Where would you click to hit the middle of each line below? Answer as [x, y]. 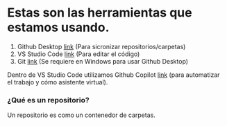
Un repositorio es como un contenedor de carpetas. [82, 115]
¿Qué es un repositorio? [48, 100]
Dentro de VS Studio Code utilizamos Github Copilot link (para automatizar [113, 75]
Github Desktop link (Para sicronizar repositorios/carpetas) [101, 46]
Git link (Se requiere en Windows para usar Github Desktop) [103, 61]
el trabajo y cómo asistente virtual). [58, 82]
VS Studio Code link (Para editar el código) [78, 54]
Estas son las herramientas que [100, 13]
